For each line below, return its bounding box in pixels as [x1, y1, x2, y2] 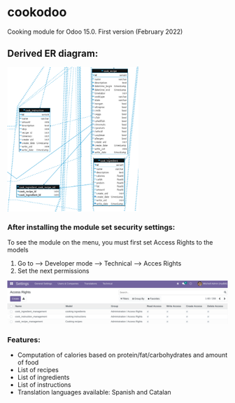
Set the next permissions [17, 267, 90, 275]
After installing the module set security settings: [7, 222, 176, 232]
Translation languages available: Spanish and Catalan [17, 388, 171, 396]
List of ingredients [17, 373, 70, 381]
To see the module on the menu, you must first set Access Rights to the [7, 238, 213, 247]
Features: [7, 334, 41, 344]
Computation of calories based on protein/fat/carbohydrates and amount [17, 350, 228, 359]
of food [17, 358, 39, 367]
